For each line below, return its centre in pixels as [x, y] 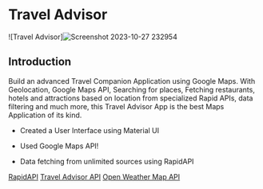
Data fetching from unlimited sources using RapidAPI [107, 161]
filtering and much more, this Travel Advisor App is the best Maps [116, 106]
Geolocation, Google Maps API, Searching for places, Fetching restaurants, [132, 89]
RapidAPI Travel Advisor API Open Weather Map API [94, 176]
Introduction [40, 62]
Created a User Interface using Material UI [90, 130]
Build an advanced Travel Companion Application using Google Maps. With [132, 81]
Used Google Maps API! [59, 146]
